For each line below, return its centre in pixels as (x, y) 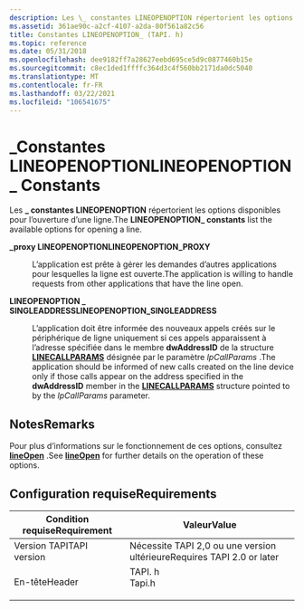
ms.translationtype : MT (54, 77)
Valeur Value (209, 524)
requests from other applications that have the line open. (138, 284)
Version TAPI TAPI (51, 546)
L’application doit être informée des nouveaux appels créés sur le (154, 329)
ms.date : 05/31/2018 (48, 52)
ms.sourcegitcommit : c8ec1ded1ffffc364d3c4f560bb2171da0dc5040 (131, 69)
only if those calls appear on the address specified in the (138, 376)
